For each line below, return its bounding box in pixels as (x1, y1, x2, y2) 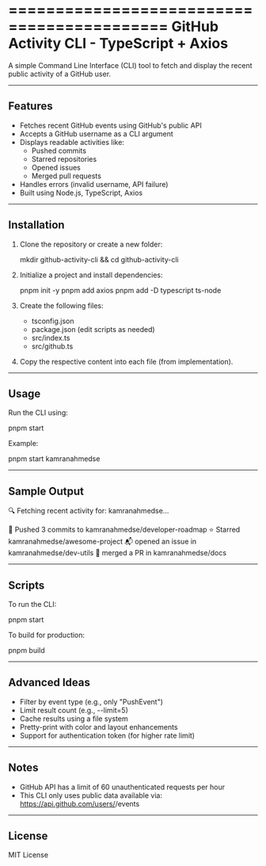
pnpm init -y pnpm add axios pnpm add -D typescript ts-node (19, 285, 222, 295)
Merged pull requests (31, 171, 101, 181)
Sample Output (8, 484, 85, 498)
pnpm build (8, 646, 45, 654)
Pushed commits (31, 146, 87, 155)
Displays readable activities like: (19, 137, 125, 147)
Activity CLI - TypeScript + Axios (8, 35, 228, 52)
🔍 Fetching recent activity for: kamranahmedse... (8, 506, 169, 516)
